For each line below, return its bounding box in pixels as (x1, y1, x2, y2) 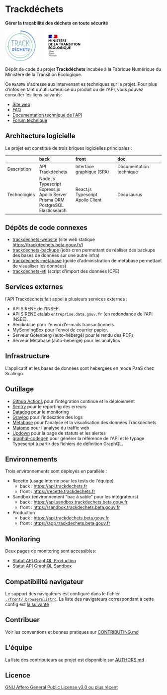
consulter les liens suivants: (5, 91, 62, 98)
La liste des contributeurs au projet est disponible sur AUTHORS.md (5, 657, 144, 663)
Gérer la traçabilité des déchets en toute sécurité (5, 20, 108, 26)
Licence (5, 671, 31, 680)
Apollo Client (75, 197, 102, 203)
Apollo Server (39, 191, 67, 198)
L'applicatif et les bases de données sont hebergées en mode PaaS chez (5, 365, 154, 371)
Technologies (7, 191, 35, 198)
